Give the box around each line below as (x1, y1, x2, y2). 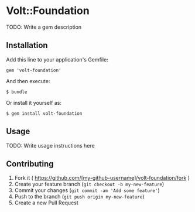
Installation (6, 40, 48, 50)
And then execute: (6, 77, 50, 84)
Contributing (6, 159, 54, 169)
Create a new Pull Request (14, 199, 79, 206)
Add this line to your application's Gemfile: (6, 56, 108, 63)
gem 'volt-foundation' (6, 67, 61, 73)
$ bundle (6, 89, 28, 95)
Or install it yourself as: (6, 99, 61, 106)
